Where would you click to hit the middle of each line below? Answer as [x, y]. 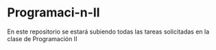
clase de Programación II [42, 38]
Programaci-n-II [54, 13]
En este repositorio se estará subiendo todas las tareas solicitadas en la [108, 32]
